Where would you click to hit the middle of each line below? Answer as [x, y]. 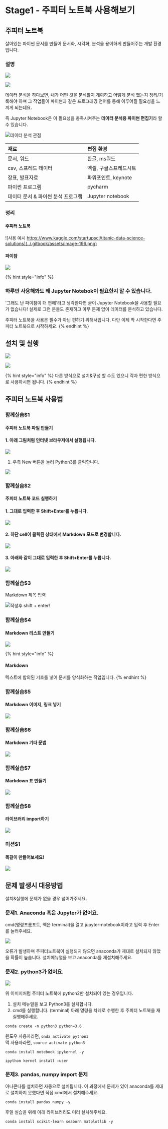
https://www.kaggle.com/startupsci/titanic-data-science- [86, 238]
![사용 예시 [16, 238]
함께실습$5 [18, 692]
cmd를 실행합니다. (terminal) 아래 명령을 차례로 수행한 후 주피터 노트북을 [84, 1010]
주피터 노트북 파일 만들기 [29, 428]
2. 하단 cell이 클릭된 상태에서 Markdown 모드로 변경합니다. [63, 534]
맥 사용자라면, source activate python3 [45, 1042]
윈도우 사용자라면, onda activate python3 [47, 1036]
